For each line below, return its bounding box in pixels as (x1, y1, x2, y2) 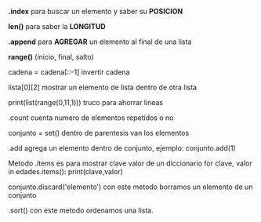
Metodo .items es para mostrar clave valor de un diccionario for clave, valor (8, 158, 252, 168)
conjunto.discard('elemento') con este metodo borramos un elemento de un (8, 182, 253, 191)
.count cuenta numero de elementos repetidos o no (8, 113, 174, 122)
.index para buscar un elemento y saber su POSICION (8, 7, 183, 16)
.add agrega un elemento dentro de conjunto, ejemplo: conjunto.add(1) (8, 144, 237, 152)
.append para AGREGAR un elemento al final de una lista (8, 37, 192, 46)
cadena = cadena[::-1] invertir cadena (8, 67, 130, 77)
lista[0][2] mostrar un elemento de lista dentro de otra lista (8, 82, 198, 92)
